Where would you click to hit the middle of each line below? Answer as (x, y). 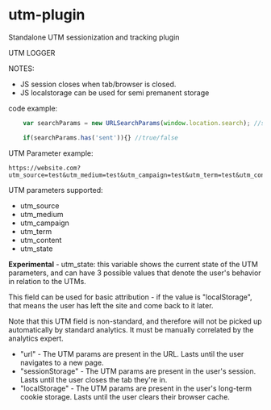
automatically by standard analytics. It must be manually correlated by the (131, 329)
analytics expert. (36, 338)
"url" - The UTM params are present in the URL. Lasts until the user (132, 354)
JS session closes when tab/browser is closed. (98, 84)
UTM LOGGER (32, 52)
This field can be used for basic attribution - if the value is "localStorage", (130, 297)
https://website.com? (45, 168)
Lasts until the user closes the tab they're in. (94, 379)
